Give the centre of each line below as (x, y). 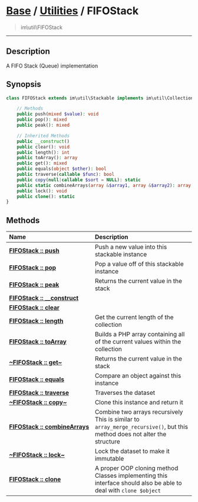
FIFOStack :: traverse (39, 393)
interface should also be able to (138, 483)
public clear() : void (43, 147)
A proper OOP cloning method (136, 468)
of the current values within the (138, 342)
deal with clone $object (128, 491)
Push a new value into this (131, 247)
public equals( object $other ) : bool (62, 169)
